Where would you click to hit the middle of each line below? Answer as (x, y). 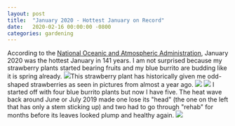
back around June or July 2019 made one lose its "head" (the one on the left (118, 99)
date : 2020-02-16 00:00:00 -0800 (59, 27)
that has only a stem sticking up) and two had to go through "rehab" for (110, 107)
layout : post (26, 14)
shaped (18, 85)
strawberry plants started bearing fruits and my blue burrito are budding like (117, 68)
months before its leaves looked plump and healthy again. (91, 115)
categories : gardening (40, 33)
